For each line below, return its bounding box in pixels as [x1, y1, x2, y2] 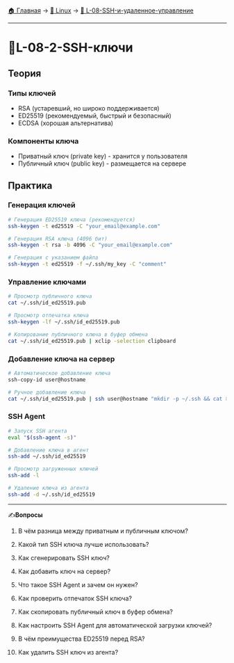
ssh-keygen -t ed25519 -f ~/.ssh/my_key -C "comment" [8, 261, 167, 268]
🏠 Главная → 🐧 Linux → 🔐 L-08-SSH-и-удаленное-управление [8, 6, 194, 15]
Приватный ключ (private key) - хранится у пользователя [17, 152, 188, 161]
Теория [8, 67, 42, 79]
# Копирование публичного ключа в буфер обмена [8, 330, 149, 338]
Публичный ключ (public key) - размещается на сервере [17, 159, 187, 168]
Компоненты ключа [8, 136, 79, 145]
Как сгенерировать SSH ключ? [17, 553, 110, 562]
